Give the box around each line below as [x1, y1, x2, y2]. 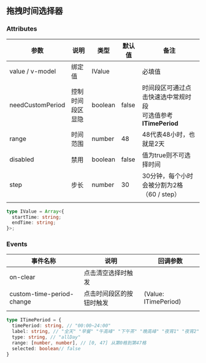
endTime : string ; [12, 220, 56, 226]
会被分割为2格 [142, 180, 183, 189]
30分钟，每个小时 [142, 171, 193, 180]
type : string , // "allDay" [12, 334, 81, 340]
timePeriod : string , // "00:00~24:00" [12, 323, 112, 329]
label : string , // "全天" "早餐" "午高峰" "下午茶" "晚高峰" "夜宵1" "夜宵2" [12, 329, 199, 335]
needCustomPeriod [9, 101, 66, 109]
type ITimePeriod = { [6, 317, 62, 323]
